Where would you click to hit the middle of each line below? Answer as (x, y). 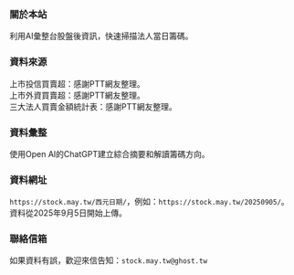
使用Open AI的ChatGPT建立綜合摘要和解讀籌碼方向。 (110, 153)
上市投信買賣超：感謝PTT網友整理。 (78, 83)
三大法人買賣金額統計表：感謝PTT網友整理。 (94, 106)
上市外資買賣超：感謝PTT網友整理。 (78, 95)
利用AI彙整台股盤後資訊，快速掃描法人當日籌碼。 (101, 36)
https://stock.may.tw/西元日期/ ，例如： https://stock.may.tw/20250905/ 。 (149, 202)
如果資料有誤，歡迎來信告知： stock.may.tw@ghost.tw (109, 260)
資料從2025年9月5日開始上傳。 (68, 213)
